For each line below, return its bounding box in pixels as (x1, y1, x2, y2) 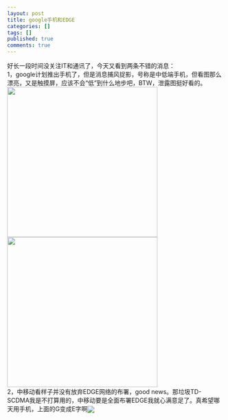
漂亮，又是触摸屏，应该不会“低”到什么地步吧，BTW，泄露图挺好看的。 (7, 79, 207, 86)
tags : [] (7, 29, 32, 36)
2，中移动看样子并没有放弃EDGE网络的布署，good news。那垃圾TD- (7, 388, 202, 395)
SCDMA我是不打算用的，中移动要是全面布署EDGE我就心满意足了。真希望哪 (7, 396, 220, 404)
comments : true (7, 42, 51, 49)
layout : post (7, 10, 45, 17)
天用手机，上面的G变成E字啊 (7, 405, 88, 412)
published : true (7, 36, 54, 43)
